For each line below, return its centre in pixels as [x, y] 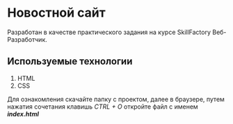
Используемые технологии [70, 62]
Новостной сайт [56, 13]
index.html [23, 114]
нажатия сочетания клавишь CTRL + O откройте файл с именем [103, 107]
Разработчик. [27, 39]
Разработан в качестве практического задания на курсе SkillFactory [109, 32]
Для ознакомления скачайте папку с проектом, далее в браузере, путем [116, 99]
